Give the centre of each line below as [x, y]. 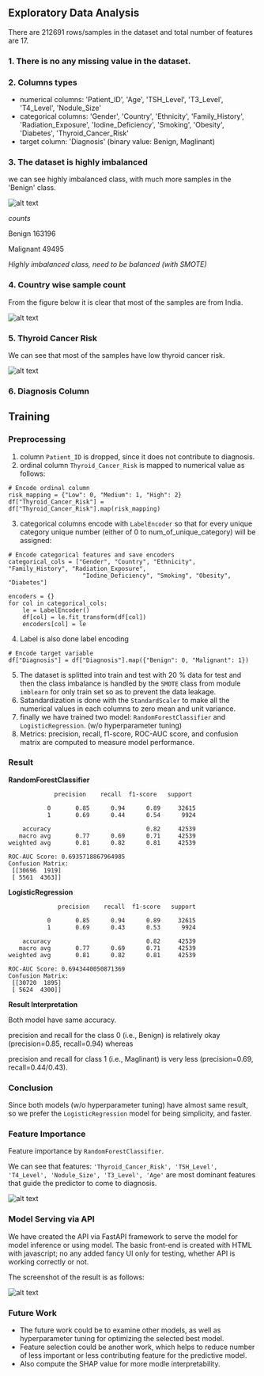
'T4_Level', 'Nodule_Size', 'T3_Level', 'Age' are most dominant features [132, 1175]
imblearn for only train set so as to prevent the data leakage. [118, 691]
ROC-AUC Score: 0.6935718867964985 [67, 857]
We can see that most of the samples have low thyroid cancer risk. [117, 355]
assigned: [36, 540]
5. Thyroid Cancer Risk [53, 338]
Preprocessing [37, 439]
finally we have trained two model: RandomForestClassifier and [123, 717]
